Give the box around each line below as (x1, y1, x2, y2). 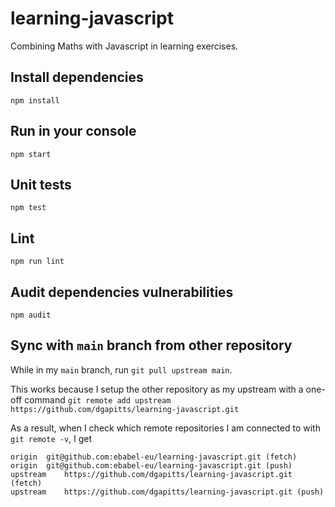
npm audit (10, 310, 52, 320)
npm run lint (10, 257, 65, 267)
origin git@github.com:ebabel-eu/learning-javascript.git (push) (10, 460, 293, 471)
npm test (10, 203, 47, 213)
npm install (10, 95, 60, 106)
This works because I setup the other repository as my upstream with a (10, 383, 304, 395)
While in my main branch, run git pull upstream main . (10, 363, 233, 376)
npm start (10, 149, 52, 159)
